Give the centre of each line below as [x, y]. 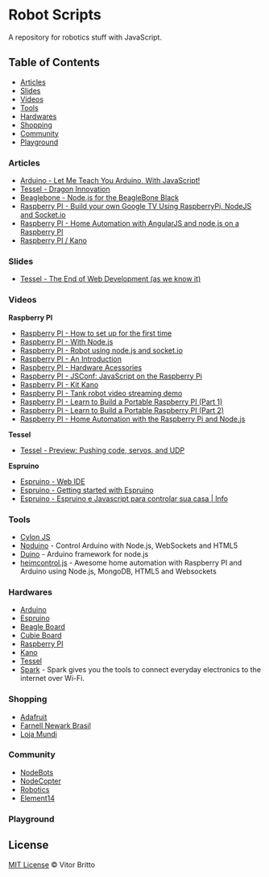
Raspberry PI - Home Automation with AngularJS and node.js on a [130, 223]
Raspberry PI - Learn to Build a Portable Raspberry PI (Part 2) [122, 410]
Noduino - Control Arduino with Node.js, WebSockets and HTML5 [129, 545]
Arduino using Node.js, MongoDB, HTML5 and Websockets [118, 571]
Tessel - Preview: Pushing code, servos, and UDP [102, 450]
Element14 [37, 798]
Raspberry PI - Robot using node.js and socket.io [101, 350]
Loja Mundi [39, 734]
